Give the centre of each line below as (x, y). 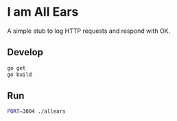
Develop (25, 52)
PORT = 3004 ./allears (37, 111)
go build (20, 75)
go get (16, 68)
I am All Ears (43, 12)
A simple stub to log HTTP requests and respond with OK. (89, 31)
